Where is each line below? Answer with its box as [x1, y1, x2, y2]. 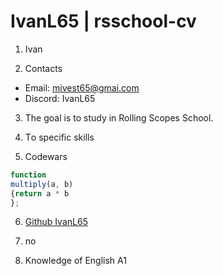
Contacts [24, 62, 63, 74]
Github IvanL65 [24, 216, 88, 228]
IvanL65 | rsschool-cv [10, 10, 197, 33]
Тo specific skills [24, 131, 95, 143]
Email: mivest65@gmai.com [24, 81, 140, 94]
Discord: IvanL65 [24, 92, 96, 104]
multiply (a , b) [10, 179, 74, 189]
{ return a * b [10, 188, 70, 199]
